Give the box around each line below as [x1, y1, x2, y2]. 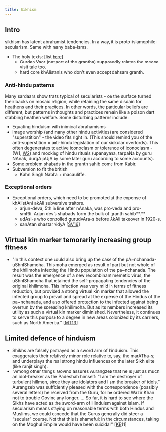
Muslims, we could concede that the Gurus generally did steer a [12, 410, 143, 417]
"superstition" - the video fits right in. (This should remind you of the [12, 134, 153, 140]
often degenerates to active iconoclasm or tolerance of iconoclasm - [12, 145, 153, 151]
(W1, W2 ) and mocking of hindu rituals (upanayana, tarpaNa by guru [12, 150, 152, 156]
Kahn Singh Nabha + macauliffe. [19, 171, 86, 177]
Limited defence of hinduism [5, 334, 96, 343]
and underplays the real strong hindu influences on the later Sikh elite [12, 358, 155, 364]
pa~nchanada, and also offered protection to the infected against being [12, 299, 159, 305]
